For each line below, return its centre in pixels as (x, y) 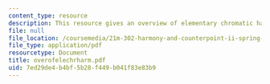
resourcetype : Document (48, 53)
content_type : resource (48, 16)
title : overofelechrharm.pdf (57, 61)
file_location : (34, 38)
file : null (27, 30)
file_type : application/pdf (55, 46)
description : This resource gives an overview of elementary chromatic (131, 23)
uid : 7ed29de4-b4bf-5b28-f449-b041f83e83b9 (82, 68)
